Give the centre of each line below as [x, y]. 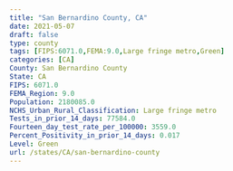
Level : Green [34, 144]
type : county [34, 43]
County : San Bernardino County [68, 69]
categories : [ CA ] [42, 60]
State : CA [28, 77]
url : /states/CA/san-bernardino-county [85, 152]
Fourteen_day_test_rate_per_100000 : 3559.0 [93, 128]
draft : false [34, 34]
